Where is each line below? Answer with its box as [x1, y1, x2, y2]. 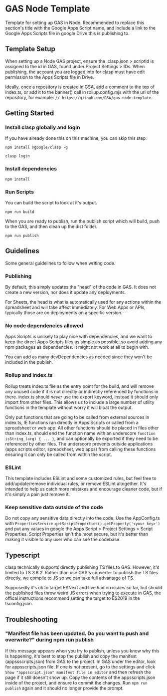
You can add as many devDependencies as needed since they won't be [5, 354, 152, 360]
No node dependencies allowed [5, 322, 83, 329]
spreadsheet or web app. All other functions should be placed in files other [5, 424, 159, 431]
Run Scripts [5, 188, 34, 195]
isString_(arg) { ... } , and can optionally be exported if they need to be [5, 435, 158, 441]
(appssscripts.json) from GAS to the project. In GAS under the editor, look [5, 658, 156, 664]
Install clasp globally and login [5, 124, 80, 131]
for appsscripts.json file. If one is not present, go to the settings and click [5, 663, 156, 669]
